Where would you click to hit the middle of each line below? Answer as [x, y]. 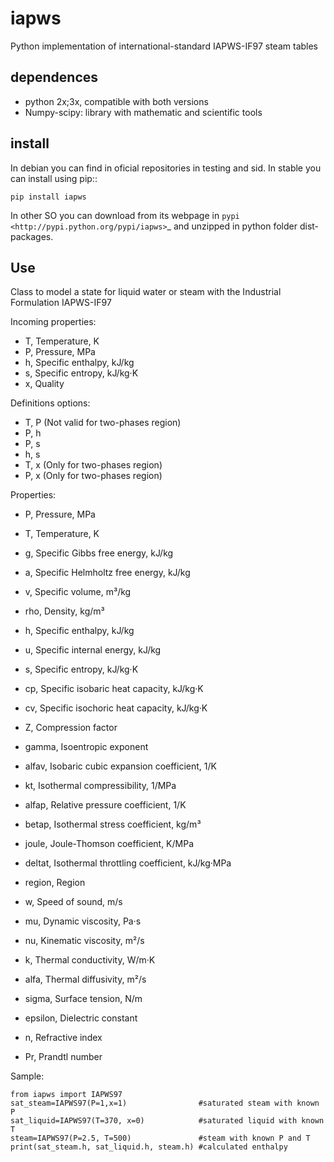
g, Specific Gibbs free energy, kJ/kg [99, 553]
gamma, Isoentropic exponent [86, 747]
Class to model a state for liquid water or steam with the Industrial [146, 292]
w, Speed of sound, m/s [73, 902]
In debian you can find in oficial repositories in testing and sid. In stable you [166, 168]
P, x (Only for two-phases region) [93, 476]
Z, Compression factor [71, 728]
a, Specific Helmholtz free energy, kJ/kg [107, 573]
